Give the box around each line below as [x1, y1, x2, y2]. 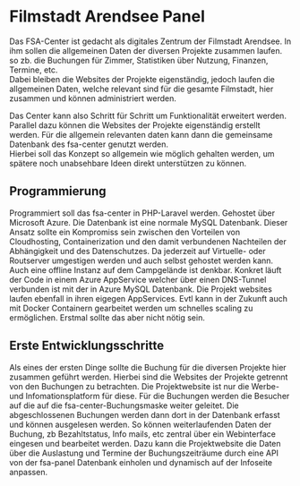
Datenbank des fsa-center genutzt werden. [9, 139, 168, 149]
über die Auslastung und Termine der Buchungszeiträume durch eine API [9, 448, 279, 458]
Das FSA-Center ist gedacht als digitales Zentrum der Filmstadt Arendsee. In [9, 36, 292, 47]
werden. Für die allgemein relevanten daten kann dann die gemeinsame [9, 129, 273, 140]
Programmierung [9, 183, 107, 199]
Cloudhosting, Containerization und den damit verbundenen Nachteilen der [9, 235, 287, 247]
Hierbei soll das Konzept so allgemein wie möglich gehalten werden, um [9, 148, 275, 158]
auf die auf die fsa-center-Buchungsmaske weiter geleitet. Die [9, 400, 239, 411]
